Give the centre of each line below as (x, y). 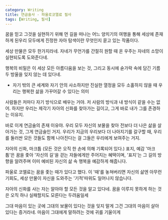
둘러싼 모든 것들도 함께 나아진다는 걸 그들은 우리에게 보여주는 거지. (75, 138)
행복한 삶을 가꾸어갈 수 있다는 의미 (56, 92)
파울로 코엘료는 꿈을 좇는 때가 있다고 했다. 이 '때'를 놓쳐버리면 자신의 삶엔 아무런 (83, 172)
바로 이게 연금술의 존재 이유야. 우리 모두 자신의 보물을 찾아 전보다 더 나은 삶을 (81, 125)
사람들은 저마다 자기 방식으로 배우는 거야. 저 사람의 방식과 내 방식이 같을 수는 (80, 102)
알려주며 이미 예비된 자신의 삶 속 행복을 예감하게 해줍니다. (71, 161)
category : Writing (24, 10)
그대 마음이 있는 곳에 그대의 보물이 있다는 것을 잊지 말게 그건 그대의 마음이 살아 (82, 206)
